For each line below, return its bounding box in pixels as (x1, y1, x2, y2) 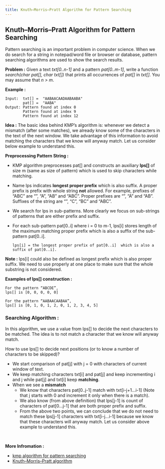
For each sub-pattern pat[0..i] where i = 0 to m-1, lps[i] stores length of (12, 223, 157, 229)
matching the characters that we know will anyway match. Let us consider (5, 138, 156, 144)
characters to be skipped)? (5, 351, 60, 357)
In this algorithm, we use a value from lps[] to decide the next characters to (5, 325, 158, 332)
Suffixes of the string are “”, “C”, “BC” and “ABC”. (12, 199, 112, 205)
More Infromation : (5, 443, 44, 449)
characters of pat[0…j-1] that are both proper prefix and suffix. (19, 403, 147, 409)
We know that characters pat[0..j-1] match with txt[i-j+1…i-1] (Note (19, 387, 155, 393)
